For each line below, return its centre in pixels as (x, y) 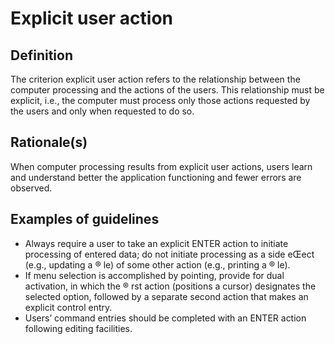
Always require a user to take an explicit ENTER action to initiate (156, 243)
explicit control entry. (68, 307)
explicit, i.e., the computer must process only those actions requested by (160, 100)
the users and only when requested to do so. (102, 111)
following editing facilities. (78, 328)
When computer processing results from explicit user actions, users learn (161, 166)
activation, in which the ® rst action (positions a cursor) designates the (170, 286)
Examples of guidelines (85, 219)
